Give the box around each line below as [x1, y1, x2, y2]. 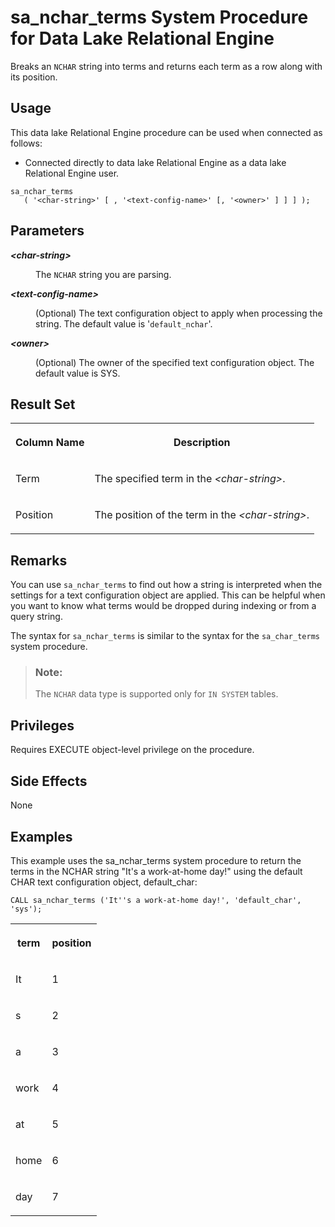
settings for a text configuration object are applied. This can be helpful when [10, 589, 326, 601]
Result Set [10, 396, 76, 413]
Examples [10, 828, 73, 845]
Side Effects [10, 772, 88, 790]
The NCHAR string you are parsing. [35, 268, 172, 280]
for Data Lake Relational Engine [10, 27, 275, 50]
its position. [10, 71, 58, 83]
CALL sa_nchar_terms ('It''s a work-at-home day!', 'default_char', [10, 895, 302, 905]
